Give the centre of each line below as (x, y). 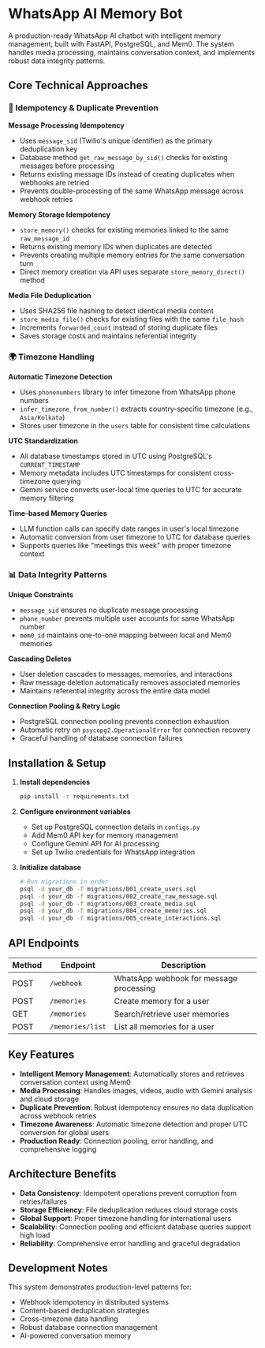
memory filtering (47, 498)
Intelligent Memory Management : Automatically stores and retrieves (132, 1074)
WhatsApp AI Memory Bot (95, 14)
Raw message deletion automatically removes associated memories (130, 682)
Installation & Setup (57, 763)
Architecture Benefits (62, 1174)
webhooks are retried (54, 182)
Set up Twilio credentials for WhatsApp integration (113, 852)
